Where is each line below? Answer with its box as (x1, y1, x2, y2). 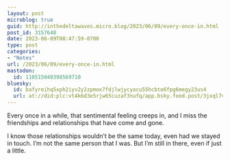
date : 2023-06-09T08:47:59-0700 (7, 36, 99, 42)
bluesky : (7, 80, 32, 87)
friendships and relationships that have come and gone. (7, 119, 164, 126)
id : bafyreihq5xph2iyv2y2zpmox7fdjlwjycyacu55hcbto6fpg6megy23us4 (13, 86, 207, 93)
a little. (7, 146, 26, 155)
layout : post (7, 10, 44, 17)
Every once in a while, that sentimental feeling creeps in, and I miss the (7, 111, 207, 120)
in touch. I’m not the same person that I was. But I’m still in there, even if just (7, 139, 222, 147)
